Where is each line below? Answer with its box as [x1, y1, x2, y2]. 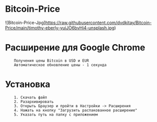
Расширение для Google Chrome [5, 42, 145, 53]
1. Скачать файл [14, 95, 48, 100]
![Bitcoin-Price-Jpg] [5, 20, 46, 25]
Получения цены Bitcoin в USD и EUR [14, 58, 90, 63]
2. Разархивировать [14, 99, 54, 104]
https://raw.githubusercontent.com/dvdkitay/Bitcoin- [45, 20, 152, 25]
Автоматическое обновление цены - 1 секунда [14, 62, 107, 67]
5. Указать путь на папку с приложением [14, 112, 98, 117]
